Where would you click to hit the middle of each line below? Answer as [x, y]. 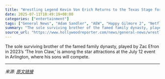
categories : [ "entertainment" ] [37, 19]
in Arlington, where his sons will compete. [47, 57]
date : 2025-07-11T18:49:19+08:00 [39, 14]
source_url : [17, 32]
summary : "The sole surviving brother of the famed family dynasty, [77, 28]
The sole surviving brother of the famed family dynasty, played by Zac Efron [82, 46]
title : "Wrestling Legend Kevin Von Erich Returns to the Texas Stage [79, 10]
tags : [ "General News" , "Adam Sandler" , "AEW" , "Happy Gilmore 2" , [76, 23]
